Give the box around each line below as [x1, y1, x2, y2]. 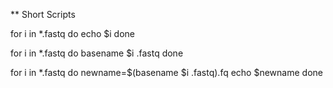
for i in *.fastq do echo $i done [10, 28, 135, 39]
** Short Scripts [10, 9, 76, 20]
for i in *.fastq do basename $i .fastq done [10, 47, 184, 59]
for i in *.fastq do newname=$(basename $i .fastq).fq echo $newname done [10, 67, 323, 78]
